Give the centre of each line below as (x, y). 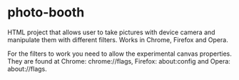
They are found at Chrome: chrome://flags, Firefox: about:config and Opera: (119, 61)
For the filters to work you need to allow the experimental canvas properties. (119, 54)
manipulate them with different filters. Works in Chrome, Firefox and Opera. (118, 39)
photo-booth (46, 12)
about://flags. (27, 69)
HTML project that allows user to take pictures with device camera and (111, 32)
